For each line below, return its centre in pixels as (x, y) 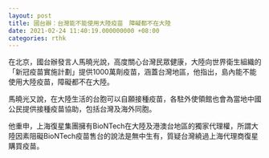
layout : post (30, 16)
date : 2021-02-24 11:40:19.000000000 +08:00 (84, 30)
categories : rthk (37, 38)
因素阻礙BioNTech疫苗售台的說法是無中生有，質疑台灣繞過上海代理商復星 (137, 136)
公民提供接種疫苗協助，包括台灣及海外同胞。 (82, 109)
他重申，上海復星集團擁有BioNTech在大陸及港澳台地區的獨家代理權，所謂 (130, 126)
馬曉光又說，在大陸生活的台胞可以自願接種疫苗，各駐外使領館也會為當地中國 (135, 99)
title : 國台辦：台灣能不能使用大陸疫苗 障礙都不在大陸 (90, 23)
